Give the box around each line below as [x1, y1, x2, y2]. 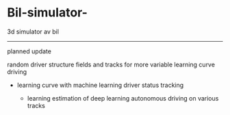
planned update [7, 47, 51, 55]
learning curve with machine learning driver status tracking [16, 81, 184, 89]
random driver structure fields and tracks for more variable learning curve [7, 60, 216, 68]
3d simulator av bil [7, 27, 60, 36]
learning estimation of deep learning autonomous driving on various [27, 94, 219, 102]
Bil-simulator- [7, 5, 88, 21]
